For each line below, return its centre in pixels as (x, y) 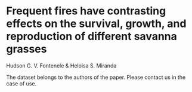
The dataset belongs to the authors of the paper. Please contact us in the (96, 77)
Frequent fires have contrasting (86, 11)
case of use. (21, 83)
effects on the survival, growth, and (96, 24)
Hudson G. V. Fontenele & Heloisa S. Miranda (61, 65)
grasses (27, 49)
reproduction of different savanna (92, 36)
